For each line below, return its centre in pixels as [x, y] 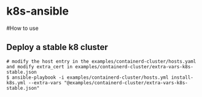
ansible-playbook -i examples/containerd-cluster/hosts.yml [90, 77]
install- [182, 77]
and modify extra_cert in [39, 66]
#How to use [22, 28]
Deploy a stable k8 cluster [57, 47]
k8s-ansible [38, 11]
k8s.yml [16, 83]
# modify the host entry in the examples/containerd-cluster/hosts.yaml [101, 61]
